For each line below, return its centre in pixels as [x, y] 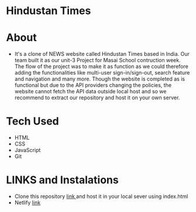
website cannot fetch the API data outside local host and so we [90, 92]
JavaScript [27, 150]
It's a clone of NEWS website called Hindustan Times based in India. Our [102, 54]
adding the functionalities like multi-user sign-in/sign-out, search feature [102, 73]
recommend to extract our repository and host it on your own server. [97, 97]
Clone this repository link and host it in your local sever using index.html [101, 196]
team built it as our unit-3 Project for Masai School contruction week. [97, 60]
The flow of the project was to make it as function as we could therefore [101, 66]
